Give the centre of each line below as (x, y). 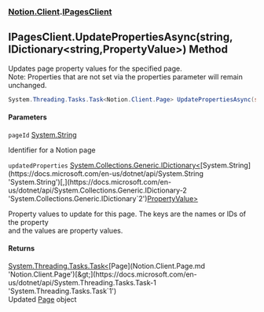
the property (28, 222)
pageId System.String (42, 134)
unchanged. (27, 85)
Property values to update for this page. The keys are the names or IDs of (127, 214)
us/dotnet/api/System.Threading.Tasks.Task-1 (82, 283)
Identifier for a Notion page (52, 150)
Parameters (27, 117)
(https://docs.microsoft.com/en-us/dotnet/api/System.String (106, 173)
